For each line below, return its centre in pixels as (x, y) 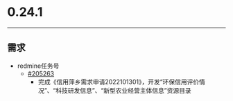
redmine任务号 (38, 66)
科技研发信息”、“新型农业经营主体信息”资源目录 (123, 90)
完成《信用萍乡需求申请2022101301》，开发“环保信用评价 (119, 82)
